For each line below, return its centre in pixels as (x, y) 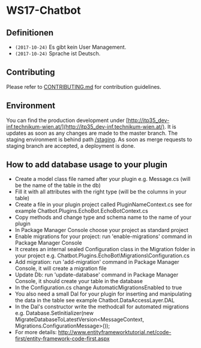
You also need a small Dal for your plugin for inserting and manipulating (103, 294)
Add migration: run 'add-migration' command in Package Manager (97, 262)
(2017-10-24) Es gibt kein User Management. (70, 47)
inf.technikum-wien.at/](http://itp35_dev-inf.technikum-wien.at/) (85, 126)
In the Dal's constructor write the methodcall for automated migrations (102, 307)
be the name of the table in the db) (58, 185)
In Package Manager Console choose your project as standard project (102, 230)
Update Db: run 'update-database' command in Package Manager (97, 275)
